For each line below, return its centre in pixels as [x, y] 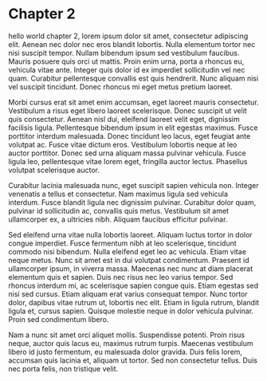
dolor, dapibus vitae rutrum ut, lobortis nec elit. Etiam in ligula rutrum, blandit [134, 302]
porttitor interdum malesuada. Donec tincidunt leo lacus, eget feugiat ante [130, 136]
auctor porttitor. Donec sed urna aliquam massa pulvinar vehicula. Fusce [127, 153]
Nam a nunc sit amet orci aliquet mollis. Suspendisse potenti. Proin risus [127, 335]
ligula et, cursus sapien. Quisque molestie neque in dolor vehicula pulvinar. [131, 311]
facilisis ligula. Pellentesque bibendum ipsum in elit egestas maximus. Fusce [133, 128]
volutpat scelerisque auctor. [54, 170]
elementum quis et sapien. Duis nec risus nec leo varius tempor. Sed [121, 277]
